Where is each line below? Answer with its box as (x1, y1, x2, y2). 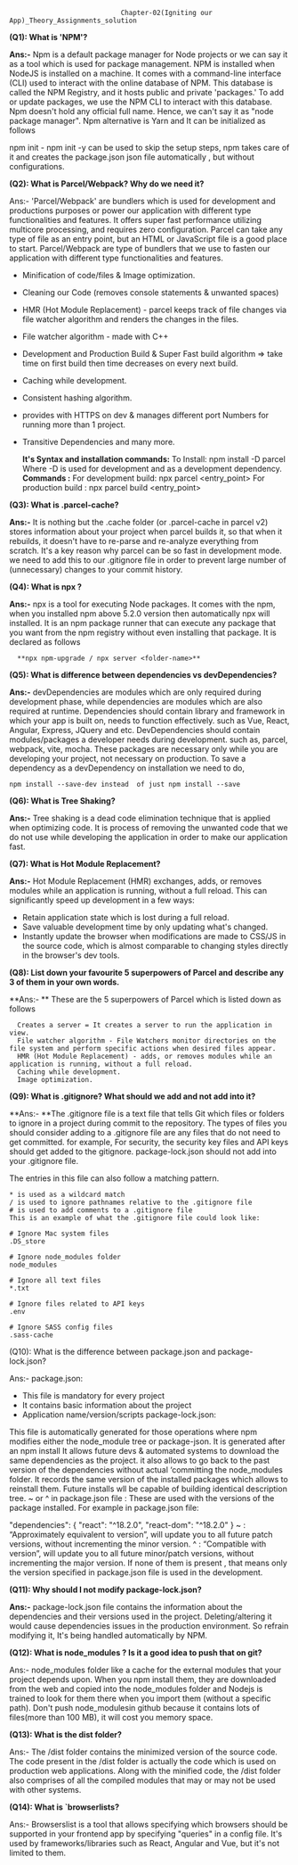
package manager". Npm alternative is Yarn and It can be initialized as (9, 116, 266, 126)
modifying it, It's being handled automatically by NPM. (9, 1630, 207, 1640)
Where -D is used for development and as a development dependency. (21, 464, 283, 474)
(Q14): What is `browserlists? (9, 1802, 120, 1812)
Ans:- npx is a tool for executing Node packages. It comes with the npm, (9, 598, 276, 609)
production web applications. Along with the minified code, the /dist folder (9, 1766, 282, 1776)
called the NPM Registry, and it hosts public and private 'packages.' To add (9, 87, 285, 97)
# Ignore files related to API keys (9, 1300, 145, 1308)
